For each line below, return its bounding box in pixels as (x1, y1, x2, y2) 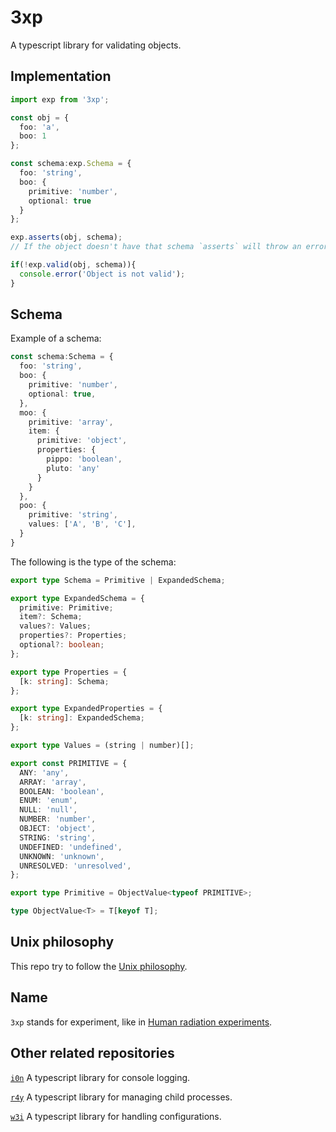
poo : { (19, 501, 47, 511)
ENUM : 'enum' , (19, 796, 78, 806)
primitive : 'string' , (28, 510, 118, 520)
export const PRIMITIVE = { (10, 758, 128, 768)
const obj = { (10, 112, 70, 123)
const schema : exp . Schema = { (10, 159, 132, 169)
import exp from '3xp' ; (10, 94, 110, 105)
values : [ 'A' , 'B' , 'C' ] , (28, 519, 137, 530)
